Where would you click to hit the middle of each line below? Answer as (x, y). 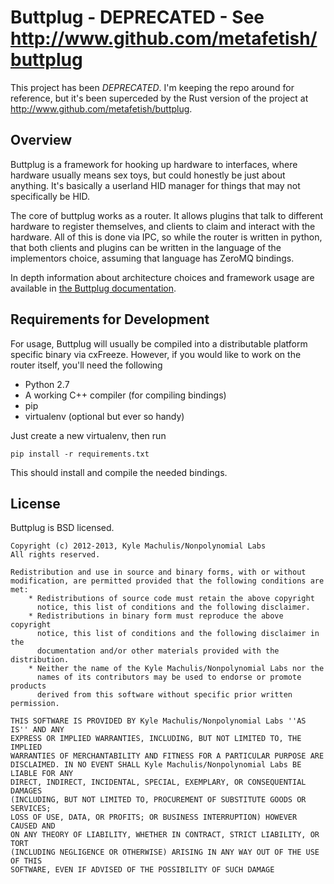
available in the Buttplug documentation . (93, 288)
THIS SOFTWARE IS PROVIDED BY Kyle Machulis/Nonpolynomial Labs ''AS (158, 721)
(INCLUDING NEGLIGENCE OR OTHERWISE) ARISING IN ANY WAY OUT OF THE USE (165, 852)
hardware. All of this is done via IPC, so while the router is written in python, (166, 237)
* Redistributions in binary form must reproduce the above (156, 616)
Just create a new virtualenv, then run (88, 435)
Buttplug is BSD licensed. (62, 528)
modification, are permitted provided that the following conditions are (167, 581)
